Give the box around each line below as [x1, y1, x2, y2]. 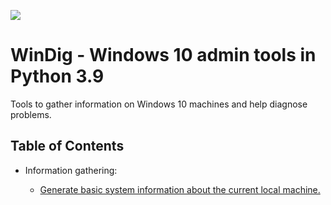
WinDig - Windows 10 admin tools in [10, 44, 317, 67]
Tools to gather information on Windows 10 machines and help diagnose [10, 98, 308, 110]
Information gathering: [24, 164, 118, 176]
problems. [10, 108, 52, 120]
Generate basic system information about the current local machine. [39, 183, 321, 195]
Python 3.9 [10, 65, 105, 88]
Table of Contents [10, 138, 125, 155]
